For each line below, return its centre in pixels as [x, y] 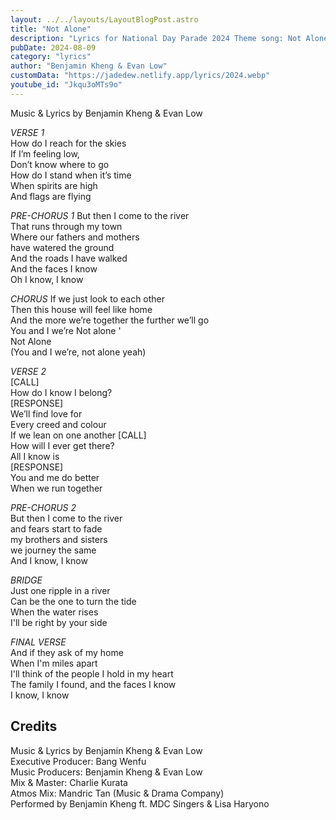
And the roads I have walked [69, 258]
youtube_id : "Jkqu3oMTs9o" [66, 85]
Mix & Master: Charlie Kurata [69, 782]
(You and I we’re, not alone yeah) [78, 352]
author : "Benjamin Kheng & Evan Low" [89, 66]
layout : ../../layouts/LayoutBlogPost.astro [104, 19]
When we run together [56, 488]
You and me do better [55, 477]
